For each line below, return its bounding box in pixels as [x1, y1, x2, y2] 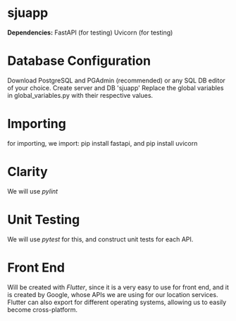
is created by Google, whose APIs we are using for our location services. [7, 290, 218, 298]
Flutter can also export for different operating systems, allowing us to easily [7, 298, 227, 306]
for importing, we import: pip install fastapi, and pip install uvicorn [7, 139, 198, 147]
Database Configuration [7, 53, 151, 69]
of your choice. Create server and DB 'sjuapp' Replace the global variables [7, 83, 224, 92]
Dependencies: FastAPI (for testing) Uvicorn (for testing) [7, 28, 173, 37]
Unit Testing [7, 211, 80, 227]
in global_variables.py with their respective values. [7, 91, 154, 99]
